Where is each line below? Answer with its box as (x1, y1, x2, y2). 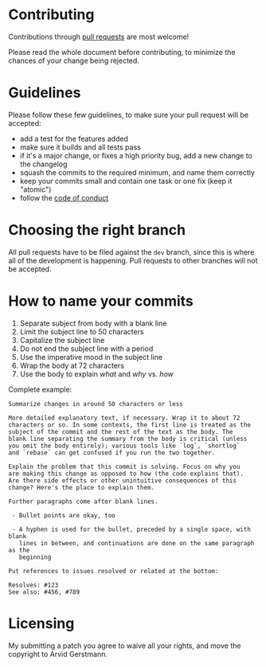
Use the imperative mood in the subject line (19, 352, 163, 361)
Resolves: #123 (8, 581, 59, 589)
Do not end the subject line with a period (19, 344, 154, 353)
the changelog (19, 159, 68, 169)
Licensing (8, 614, 75, 632)
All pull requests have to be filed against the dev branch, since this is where (8, 247, 255, 256)
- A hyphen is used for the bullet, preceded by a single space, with (11, 525, 251, 533)
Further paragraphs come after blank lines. (8, 497, 158, 505)
